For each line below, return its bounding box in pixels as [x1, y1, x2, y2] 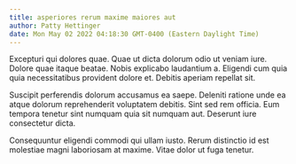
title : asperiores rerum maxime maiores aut [9, 12, 176, 22]
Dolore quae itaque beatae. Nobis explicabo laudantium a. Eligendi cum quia [9, 63, 288, 74]
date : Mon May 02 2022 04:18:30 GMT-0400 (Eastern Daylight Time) [9, 29, 260, 38]
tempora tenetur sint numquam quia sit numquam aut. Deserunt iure [9, 108, 257, 120]
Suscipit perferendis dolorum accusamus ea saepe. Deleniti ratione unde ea [9, 90, 286, 100]
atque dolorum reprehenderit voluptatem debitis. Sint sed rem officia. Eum [9, 99, 280, 110]
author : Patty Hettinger [9, 21, 101, 30]
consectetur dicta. [9, 118, 76, 129]
